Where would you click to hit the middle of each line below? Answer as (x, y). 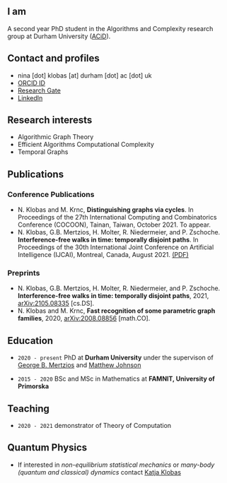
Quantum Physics (47, 448)
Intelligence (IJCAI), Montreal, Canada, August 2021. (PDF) (103, 255)
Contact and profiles (54, 58)
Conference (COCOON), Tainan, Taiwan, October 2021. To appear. (114, 225)
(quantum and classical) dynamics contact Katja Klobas (99, 472)
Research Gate (39, 90)
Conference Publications (51, 194)
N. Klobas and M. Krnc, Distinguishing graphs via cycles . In (105, 210)
